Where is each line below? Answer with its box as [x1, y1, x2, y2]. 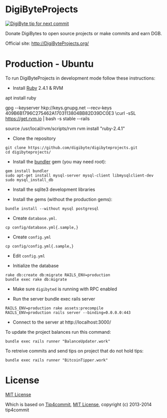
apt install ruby [5, 94, 37, 101]
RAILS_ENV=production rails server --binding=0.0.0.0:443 [5, 310, 131, 315]
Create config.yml [12, 234, 51, 240]
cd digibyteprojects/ [5, 150, 51, 155]
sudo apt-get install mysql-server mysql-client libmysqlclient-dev [5, 173, 154, 178]
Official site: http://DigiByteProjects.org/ [5, 40, 89, 46]
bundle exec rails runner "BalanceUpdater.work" [5, 338, 110, 344]
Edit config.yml [12, 253, 45, 259]
